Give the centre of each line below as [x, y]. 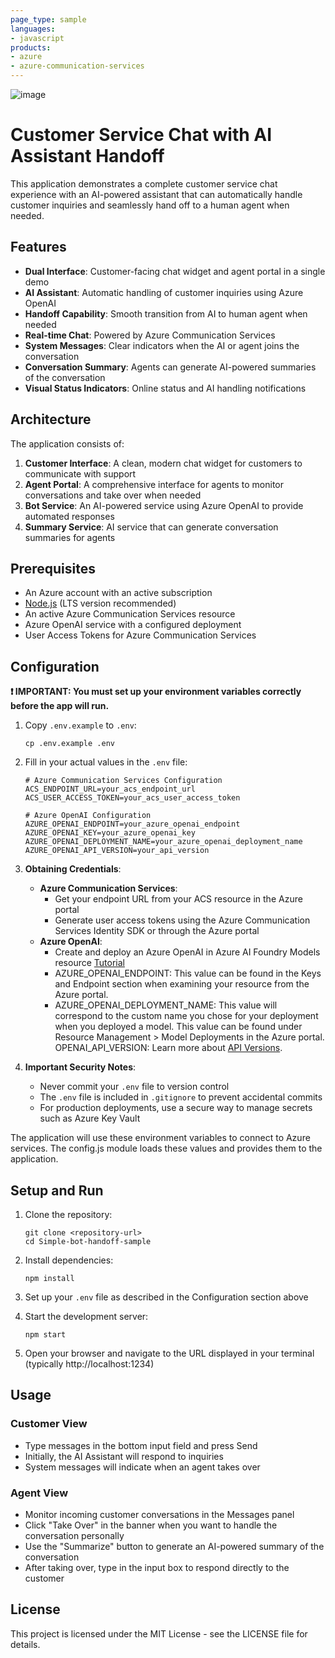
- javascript [37, 38]
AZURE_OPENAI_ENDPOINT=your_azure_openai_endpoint [132, 824]
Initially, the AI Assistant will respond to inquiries [124, 1456]
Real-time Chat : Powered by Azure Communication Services [150, 335]
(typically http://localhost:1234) [89, 1364]
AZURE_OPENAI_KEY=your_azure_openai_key [110, 833]
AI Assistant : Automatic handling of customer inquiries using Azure [164, 292]
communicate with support [80, 473]
